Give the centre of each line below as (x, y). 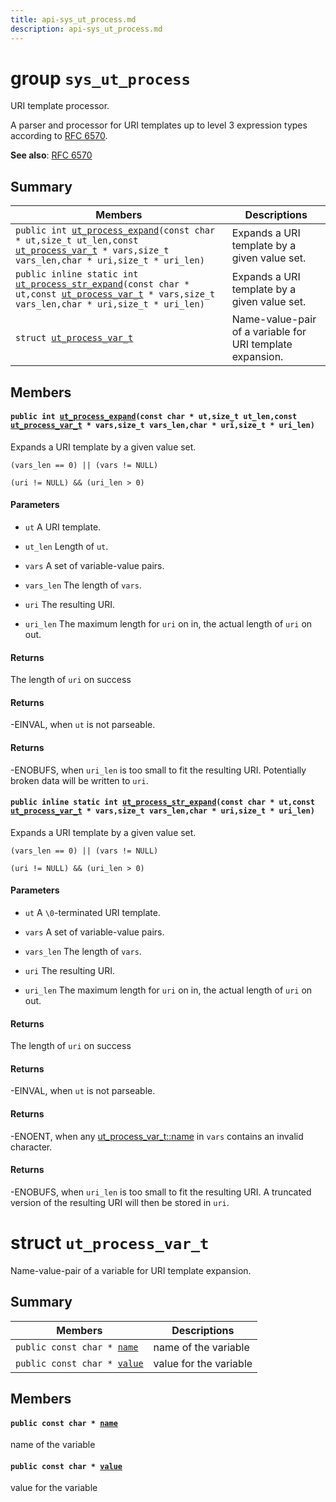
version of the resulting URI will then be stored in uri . (120, 1202)
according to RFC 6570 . (59, 136)
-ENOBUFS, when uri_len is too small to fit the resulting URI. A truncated (161, 1192)
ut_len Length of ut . (66, 547)
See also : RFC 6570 (51, 155)
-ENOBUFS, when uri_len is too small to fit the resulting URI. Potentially (158, 770)
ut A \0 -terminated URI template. (92, 913)
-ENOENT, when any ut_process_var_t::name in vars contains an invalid (157, 1136)
